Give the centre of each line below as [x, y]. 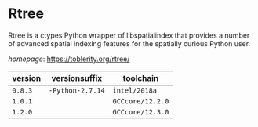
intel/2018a [135, 90]
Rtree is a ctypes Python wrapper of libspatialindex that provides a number [129, 35]
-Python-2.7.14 [76, 90]
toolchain [141, 78]
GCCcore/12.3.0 [141, 112]
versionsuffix [77, 78]
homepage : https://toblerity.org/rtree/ [69, 59]
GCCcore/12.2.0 [141, 101]
